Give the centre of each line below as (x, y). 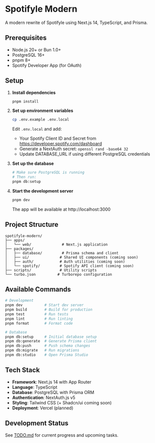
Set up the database (33, 164)
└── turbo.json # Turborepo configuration (58, 274)
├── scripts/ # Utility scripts (51, 270)
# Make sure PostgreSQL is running (48, 173)
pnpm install (25, 101)
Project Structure (32, 225)
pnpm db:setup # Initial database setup (51, 337)
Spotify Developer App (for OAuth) (47, 65)
